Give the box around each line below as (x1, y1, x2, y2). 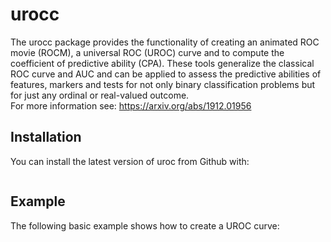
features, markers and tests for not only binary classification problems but (10, 78, 316, 90)
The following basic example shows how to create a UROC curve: (10, 219, 280, 232)
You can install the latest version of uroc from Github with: (10, 155, 250, 167)
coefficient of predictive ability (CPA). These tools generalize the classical (10, 57, 315, 69)
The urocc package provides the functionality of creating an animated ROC (10, 36, 320, 48)
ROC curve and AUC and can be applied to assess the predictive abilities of (10, 68, 322, 80)
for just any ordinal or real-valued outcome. (10, 89, 190, 101)
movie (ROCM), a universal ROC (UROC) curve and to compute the (10, 46, 285, 58)
